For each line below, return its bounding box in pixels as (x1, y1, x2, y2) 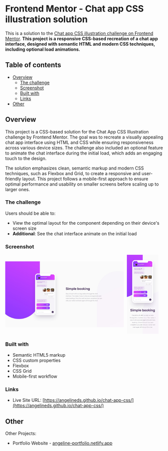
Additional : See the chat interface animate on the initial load (12, 230, 137, 236)
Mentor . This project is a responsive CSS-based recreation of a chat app (5, 36, 158, 42)
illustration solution (5, 14, 88, 25)
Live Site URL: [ (12, 397, 45, 403)
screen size (12, 225, 37, 231)
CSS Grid (12, 368, 32, 374)
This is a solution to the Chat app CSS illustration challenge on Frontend (5, 30, 154, 36)
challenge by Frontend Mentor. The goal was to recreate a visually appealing (5, 134, 163, 140)
